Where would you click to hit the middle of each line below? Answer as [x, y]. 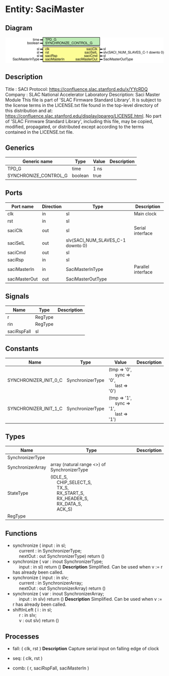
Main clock [145, 214]
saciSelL [16, 243]
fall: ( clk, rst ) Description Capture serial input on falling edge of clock [86, 648]
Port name [23, 207]
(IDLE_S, [59, 477]
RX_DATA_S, [69, 503]
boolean [80, 176]
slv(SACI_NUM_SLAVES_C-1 [96, 240]
